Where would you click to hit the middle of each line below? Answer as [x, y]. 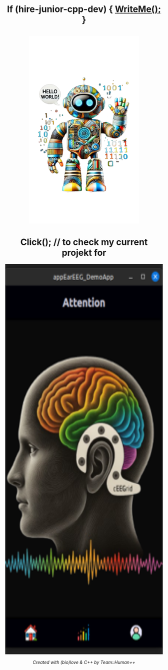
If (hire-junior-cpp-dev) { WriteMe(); [84, 9]
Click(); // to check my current [84, 242]
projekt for [84, 253]
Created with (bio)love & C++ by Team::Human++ [84, 662]
